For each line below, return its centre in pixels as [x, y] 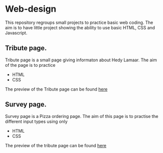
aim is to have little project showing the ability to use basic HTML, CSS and [80, 27]
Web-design [31, 9]
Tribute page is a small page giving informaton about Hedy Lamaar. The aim [81, 60]
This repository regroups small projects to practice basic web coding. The [79, 22]
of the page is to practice [30, 65]
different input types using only [36, 121]
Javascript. [16, 33]
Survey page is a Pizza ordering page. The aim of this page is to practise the [82, 116]
